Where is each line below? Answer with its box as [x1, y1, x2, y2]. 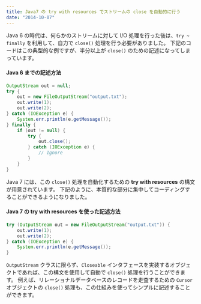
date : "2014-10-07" [6, 14, 55, 20]
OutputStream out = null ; [6, 82, 71, 89]
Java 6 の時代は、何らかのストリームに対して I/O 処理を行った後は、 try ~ [6, 31, 190, 39]
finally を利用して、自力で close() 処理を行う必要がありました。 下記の [6, 39, 186, 46]
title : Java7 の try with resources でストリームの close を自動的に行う [6, 8, 181, 15]
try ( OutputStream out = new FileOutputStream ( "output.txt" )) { [6, 222, 170, 228]
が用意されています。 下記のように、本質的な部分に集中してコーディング [6, 186, 185, 193]
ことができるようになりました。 [11, 193, 91, 200]
